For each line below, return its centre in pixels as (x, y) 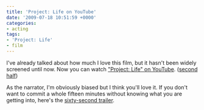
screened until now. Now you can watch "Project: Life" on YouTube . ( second (102, 69)
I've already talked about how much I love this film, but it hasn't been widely (101, 63)
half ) (12, 76)
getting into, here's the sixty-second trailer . (60, 100)
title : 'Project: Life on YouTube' (51, 12)
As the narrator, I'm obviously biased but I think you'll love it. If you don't (97, 87)
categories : (21, 23)
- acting (17, 29)
